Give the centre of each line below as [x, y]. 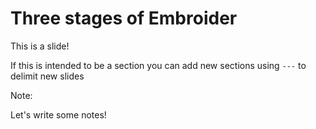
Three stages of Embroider [124, 18]
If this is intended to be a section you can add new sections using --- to [158, 65]
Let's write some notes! [58, 114]
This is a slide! [40, 46]
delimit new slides [47, 76]
